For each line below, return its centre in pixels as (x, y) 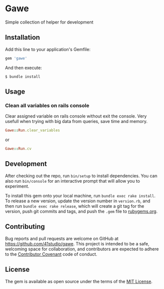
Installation (23, 37)
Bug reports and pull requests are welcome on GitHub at (62, 239)
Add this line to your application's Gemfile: (48, 49)
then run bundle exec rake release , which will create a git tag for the (75, 206)
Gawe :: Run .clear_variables (33, 130)
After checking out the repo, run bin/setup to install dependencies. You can (81, 176)
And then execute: (23, 68)
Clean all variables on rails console (47, 105)
